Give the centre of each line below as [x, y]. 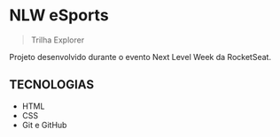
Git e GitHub [44, 125]
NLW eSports [59, 15]
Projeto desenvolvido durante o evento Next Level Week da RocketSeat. [140, 57]
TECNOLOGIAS [52, 85]
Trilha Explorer [58, 40]
